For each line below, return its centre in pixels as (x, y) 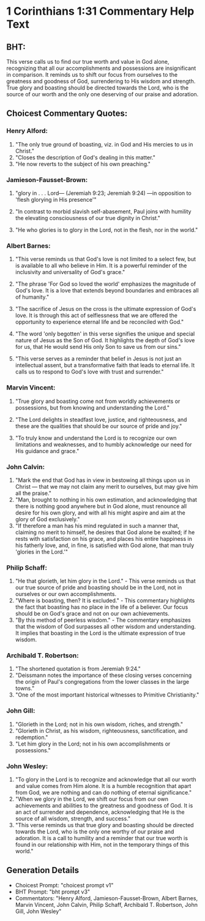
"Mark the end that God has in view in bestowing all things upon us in (102, 480)
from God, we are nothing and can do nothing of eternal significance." (103, 793)
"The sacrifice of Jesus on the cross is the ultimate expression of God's (106, 309)
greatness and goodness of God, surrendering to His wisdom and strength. (101, 81)
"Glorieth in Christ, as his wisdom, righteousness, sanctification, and (101, 730)
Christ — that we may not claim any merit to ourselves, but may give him (106, 486)
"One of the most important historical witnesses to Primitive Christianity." (107, 695)
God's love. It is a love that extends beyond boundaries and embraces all (107, 291)
